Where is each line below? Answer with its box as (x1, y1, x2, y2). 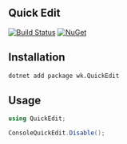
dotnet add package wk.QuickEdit (8, 72, 120, 80)
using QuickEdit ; (8, 115, 66, 123)
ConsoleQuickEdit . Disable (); (8, 129, 105, 138)
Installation (8, 51, 65, 64)
